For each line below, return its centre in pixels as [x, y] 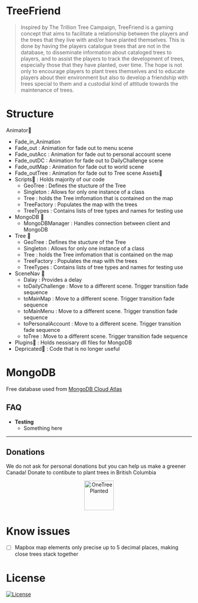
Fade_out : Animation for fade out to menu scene [74, 148]
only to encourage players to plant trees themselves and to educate [103, 71]
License [26, 578]
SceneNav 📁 [30, 273]
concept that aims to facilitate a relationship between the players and [104, 33]
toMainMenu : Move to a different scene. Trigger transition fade [100, 311]
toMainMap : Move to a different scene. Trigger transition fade [99, 298]
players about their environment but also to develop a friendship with [104, 77]
